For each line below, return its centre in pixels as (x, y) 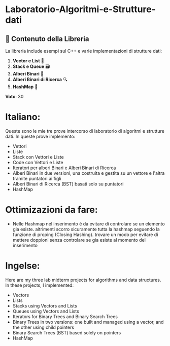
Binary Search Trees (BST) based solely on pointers (67, 332)
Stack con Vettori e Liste (38, 157)
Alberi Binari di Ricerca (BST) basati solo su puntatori (68, 184)
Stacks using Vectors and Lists (45, 305)
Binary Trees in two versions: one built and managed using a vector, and (88, 322)
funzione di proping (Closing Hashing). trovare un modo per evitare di (85, 235)
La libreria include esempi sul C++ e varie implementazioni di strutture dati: (84, 51)
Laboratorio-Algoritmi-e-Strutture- (81, 9)
